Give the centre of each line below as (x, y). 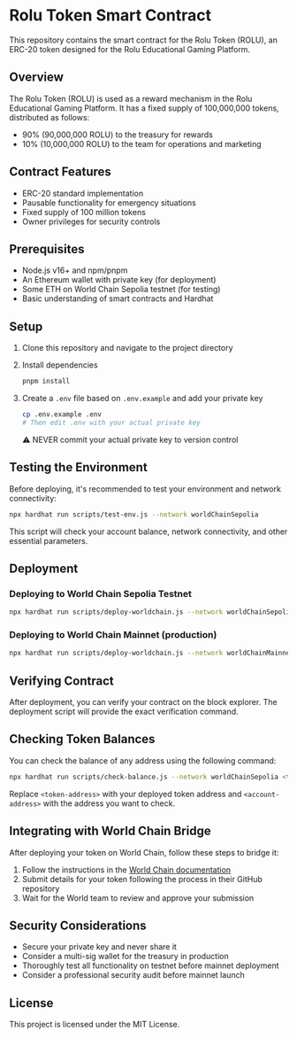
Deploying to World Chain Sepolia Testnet (100, 593)
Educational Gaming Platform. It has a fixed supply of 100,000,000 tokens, (145, 108)
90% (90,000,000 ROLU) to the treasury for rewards (118, 135)
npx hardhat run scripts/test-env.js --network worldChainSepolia (134, 515)
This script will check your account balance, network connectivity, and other (148, 531)
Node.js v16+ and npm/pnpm (75, 270)
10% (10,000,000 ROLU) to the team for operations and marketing (142, 143)
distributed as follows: (49, 117)
